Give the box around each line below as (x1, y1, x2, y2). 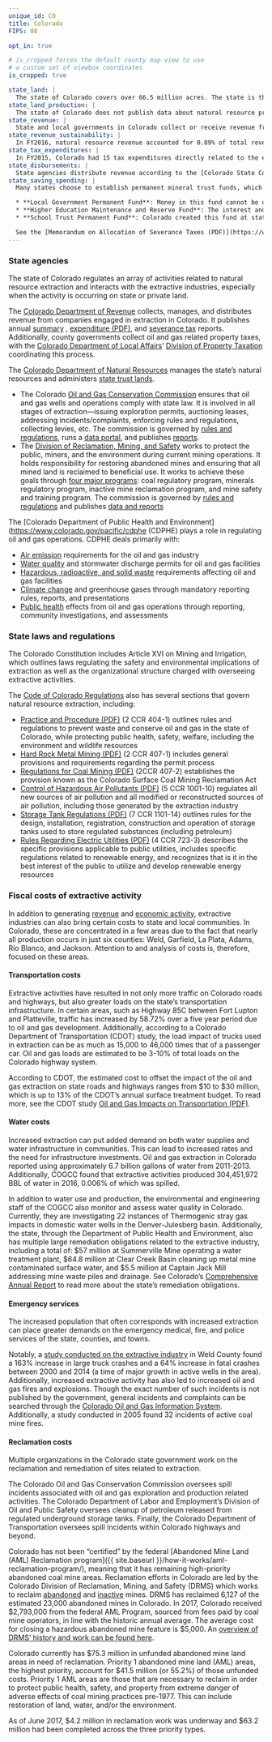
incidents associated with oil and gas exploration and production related (8, 1488, 249, 1498)
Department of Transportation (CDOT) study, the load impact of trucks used (8, 1031, 261, 1041)
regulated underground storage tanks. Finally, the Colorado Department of (8, 1513, 257, 1524)
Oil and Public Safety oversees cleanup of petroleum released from (8, 1505, 232, 1515)
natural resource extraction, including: (8, 699, 136, 709)
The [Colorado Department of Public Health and (8, 516, 168, 527)
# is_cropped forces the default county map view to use (8, 56, 205, 65)
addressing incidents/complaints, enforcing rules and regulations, (19, 415, 240, 425)
